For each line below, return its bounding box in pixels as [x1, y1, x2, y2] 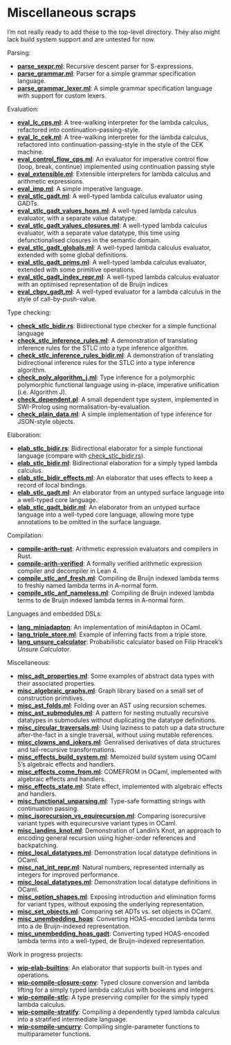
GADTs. [17, 199, 39, 207]
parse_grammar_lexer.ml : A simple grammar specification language [17, 84, 213, 92]
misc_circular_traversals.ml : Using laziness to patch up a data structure [17, 723, 225, 731]
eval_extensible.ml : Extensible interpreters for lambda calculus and [17, 170, 211, 178]
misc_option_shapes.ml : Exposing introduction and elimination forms [17, 892, 216, 901]
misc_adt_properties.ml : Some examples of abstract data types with [17, 672, 214, 680]
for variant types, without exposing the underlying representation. [17, 900, 205, 908]
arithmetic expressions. [17, 177, 84, 185]
